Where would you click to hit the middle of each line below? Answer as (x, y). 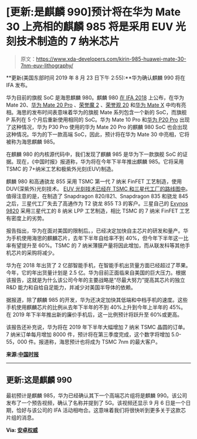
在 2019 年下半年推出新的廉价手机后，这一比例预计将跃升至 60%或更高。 (94, 314)
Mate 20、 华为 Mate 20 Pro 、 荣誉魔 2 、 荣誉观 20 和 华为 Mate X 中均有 (94, 105)
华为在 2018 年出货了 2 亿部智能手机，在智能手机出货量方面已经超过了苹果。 (99, 265)
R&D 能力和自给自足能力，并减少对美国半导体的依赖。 (71, 287)
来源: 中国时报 (23, 354)
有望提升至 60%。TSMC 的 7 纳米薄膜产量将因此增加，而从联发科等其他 (98, 245)
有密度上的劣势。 (27, 218)
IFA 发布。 (18, 85)
